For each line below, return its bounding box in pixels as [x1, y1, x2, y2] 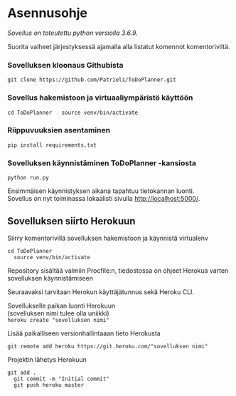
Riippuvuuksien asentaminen [7, 125, 111, 135]
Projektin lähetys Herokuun [7, 355, 87, 364]
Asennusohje [7, 5, 87, 21]
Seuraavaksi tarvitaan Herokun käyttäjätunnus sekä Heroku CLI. [7, 287, 194, 296]
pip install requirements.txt [7, 141, 97, 149]
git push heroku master [14, 381, 84, 389]
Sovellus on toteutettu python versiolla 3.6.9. [7, 28, 139, 37]
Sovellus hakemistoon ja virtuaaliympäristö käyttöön [7, 93, 193, 103]
